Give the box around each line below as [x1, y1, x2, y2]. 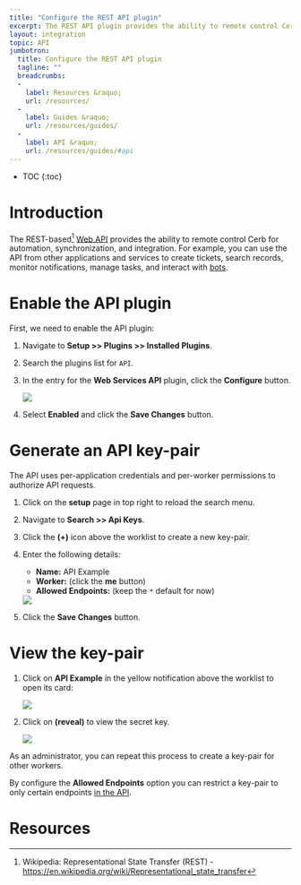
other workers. [9, 760, 64, 771]
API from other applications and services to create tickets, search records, [9, 253, 284, 263]
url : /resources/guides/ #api [25, 146, 134, 155]
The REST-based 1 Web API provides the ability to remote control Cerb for [9, 232, 279, 245]
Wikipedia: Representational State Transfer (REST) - [21, 856, 214, 867]
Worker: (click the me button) [35, 576, 146, 587]
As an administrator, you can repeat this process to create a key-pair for [9, 751, 275, 761]
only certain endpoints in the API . [9, 787, 133, 798]
